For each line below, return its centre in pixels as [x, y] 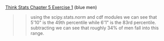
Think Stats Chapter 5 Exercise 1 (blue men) [51, 7]
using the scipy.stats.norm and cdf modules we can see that [94, 17]
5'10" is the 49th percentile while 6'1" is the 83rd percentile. [93, 23]
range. [37, 33]
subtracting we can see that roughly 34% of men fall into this [94, 28]
